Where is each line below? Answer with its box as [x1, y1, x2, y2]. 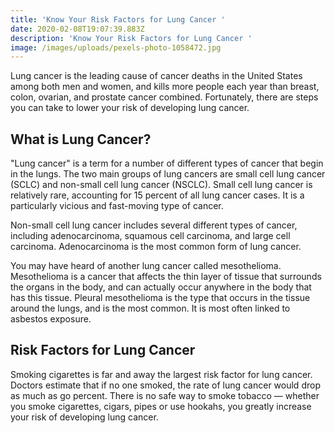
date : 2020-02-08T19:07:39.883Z [10, 24, 145, 34]
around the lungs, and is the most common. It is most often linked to [10, 302, 291, 315]
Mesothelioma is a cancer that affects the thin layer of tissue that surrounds [10, 271, 322, 283]
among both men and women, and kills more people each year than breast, [10, 81, 320, 93]
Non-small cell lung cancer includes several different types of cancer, [10, 219, 298, 231]
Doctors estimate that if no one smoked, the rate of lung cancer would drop [10, 379, 321, 391]
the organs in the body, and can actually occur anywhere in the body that [10, 281, 312, 293]
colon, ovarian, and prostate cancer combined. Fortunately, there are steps [10, 91, 319, 103]
